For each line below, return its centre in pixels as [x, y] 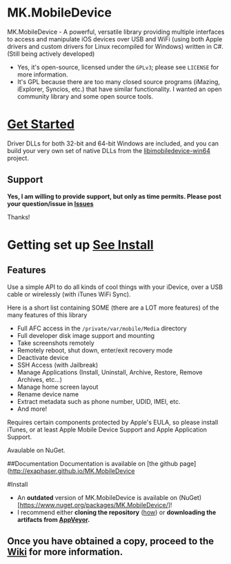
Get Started [41, 124]
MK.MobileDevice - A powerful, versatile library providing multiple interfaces [116, 32]
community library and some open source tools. [85, 96]
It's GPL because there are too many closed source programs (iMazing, [119, 81]
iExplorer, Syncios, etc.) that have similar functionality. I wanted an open [119, 89]
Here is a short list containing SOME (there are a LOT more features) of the [113, 308]
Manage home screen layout [58, 387]
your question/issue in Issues [51, 203]
